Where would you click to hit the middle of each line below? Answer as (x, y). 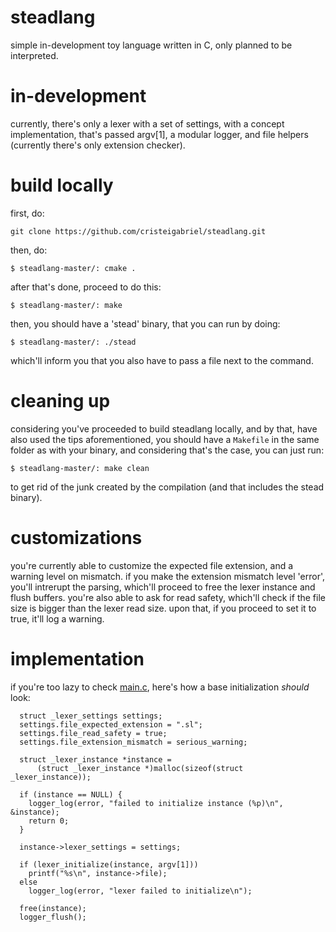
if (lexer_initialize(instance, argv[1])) (109, 864)
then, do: (29, 250)
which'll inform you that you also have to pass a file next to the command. (162, 360)
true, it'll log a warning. (57, 618)
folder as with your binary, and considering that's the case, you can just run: (167, 450)
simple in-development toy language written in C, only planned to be (151, 45)
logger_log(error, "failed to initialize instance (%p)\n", (156, 803)
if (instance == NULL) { (71, 794)
